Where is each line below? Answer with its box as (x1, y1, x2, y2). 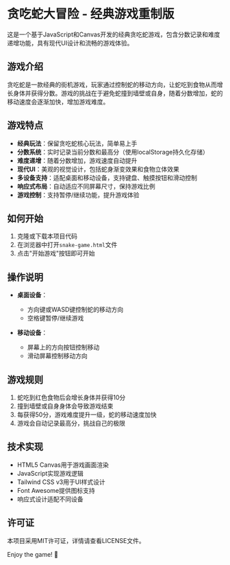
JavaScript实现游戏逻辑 (16, 469, 84, 477)
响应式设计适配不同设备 (16, 495, 84, 503)
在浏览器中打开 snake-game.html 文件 (16, 241, 118, 249)
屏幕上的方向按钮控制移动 (27, 343, 100, 351)
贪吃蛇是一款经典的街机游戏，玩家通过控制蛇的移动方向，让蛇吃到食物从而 (7, 80, 217, 89)
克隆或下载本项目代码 (16, 232, 77, 240)
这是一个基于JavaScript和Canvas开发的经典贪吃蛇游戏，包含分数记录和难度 (7, 30, 220, 38)
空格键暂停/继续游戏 (27, 314, 84, 323)
